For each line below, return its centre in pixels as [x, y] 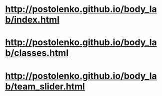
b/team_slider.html [45, 86]
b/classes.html [37, 53]
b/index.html [32, 20]
